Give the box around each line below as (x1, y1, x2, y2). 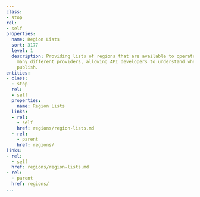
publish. (17, 64, 39, 70)
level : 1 (11, 48, 33, 54)
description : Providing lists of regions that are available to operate (11, 53, 196, 59)
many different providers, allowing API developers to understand (17, 59, 185, 64)
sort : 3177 (11, 42, 39, 48)
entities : (6, 70, 31, 76)
